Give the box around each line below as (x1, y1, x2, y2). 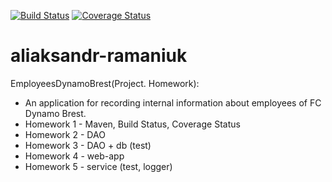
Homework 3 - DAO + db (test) (24, 139, 152, 151)
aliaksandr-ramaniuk (10, 45, 188, 67)
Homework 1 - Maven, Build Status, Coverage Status (24, 118, 241, 130)
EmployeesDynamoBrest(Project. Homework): (10, 77, 200, 89)
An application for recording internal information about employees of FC (24, 96, 322, 109)
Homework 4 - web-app (24, 150, 125, 162)
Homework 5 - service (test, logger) (24, 160, 173, 172)
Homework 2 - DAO (24, 128, 106, 140)
